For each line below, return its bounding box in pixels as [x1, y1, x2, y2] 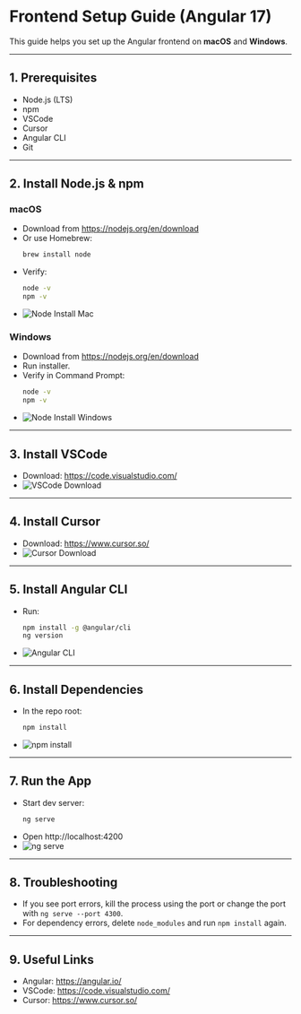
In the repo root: [21, 706, 82, 716]
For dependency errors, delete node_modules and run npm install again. [21, 917, 287, 929]
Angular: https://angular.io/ [21, 975, 123, 987]
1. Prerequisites [9, 70, 98, 86]
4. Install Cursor [9, 514, 101, 530]
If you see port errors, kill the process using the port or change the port [21, 898, 287, 909]
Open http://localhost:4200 [21, 831, 124, 842]
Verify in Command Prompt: [21, 370, 125, 381]
